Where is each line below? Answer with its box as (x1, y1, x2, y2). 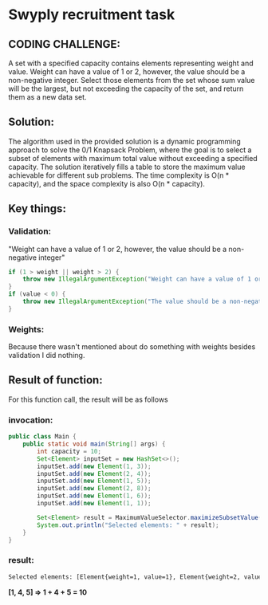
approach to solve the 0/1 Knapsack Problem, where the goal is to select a (8, 145, 252, 155)
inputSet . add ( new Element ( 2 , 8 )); (37, 485, 152, 493)
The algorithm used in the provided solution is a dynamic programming (8, 136, 241, 146)
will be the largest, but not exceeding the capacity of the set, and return (8, 84, 244, 93)
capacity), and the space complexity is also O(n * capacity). (8, 179, 206, 188)
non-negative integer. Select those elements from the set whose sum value (8, 76, 255, 84)
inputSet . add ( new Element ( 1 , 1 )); (37, 500, 152, 508)
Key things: (8, 202, 66, 216)
